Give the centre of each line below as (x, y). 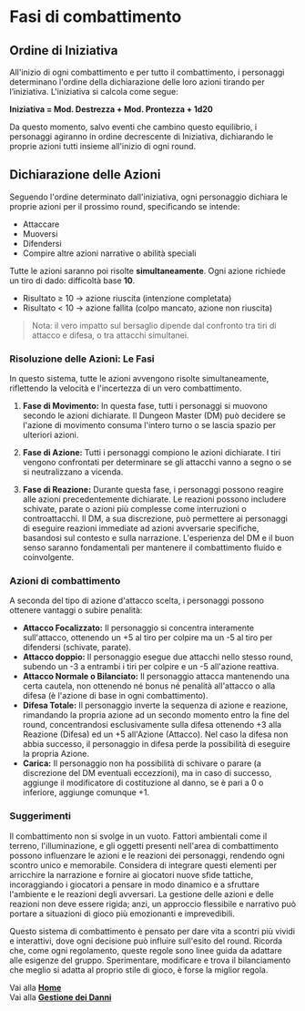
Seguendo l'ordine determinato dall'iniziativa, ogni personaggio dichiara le (149, 197)
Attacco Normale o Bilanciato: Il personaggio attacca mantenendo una (156, 677)
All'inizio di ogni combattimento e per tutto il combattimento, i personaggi (147, 72)
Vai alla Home (36, 987)
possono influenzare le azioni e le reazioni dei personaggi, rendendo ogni (147, 855)
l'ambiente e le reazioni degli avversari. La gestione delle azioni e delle (142, 894)
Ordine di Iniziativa (64, 51)
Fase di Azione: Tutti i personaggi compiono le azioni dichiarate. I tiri (152, 453)
